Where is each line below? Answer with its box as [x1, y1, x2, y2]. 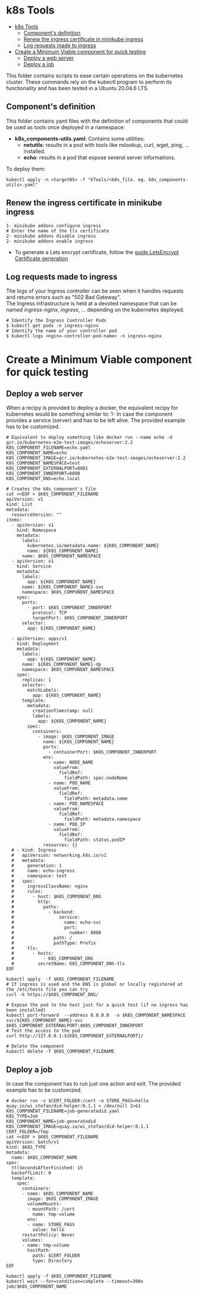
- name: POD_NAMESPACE [48, 801, 104, 807]
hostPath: [27, 1248, 51, 1254]
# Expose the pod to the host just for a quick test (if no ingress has [6, 1002, 189, 1008]
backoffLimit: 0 [11, 1170, 51, 1176]
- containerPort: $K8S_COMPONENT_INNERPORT [48, 750, 157, 755]
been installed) [6, 1007, 46, 1013]
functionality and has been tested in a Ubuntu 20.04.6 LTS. [6, 84, 149, 91]
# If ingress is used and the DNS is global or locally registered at [6, 981, 183, 988]
